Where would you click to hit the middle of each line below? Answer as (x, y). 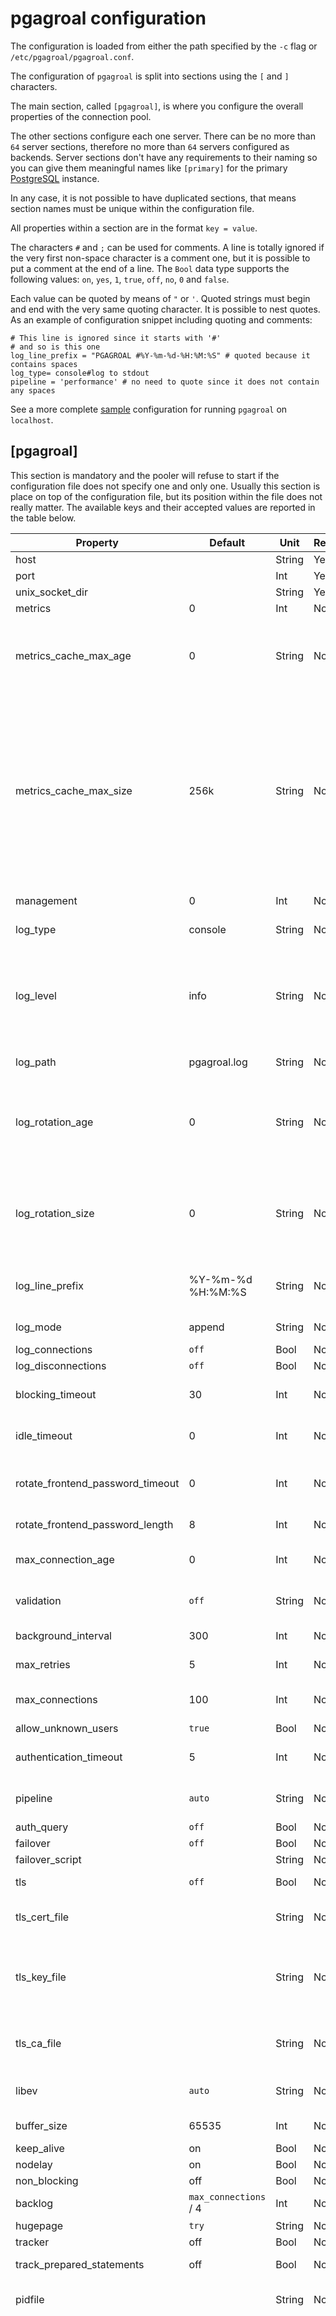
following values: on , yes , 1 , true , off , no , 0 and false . (120, 279)
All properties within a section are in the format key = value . (134, 228)
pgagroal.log (218, 1062)
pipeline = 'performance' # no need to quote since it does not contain (165, 382)
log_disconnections (61, 1365)
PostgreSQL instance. (55, 178)
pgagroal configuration (108, 18)
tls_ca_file (38, 2043)
